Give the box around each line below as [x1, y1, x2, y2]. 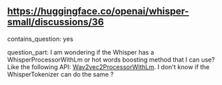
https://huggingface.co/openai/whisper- [7, 6, 190, 17]
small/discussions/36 [7, 17, 105, 28]
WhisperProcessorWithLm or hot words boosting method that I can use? [7, 55, 215, 64]
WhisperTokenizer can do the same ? [7, 70, 114, 78]
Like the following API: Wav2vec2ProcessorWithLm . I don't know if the [7, 62, 210, 71]
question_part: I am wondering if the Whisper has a [7, 48, 155, 56]
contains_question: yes [7, 35, 73, 43]
